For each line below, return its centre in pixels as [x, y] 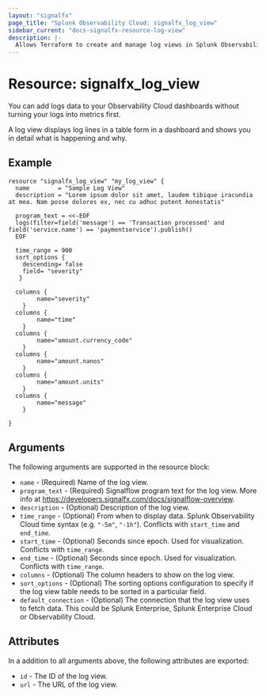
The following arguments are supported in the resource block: [109, 467]
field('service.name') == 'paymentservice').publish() [101, 229]
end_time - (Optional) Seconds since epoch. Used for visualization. [128, 558]
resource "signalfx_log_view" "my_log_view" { [86, 181]
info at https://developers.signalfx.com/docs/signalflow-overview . [127, 498]
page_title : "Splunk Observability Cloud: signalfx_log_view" [113, 23]
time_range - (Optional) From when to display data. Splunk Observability [137, 516]
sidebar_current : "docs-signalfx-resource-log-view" [97, 30]
